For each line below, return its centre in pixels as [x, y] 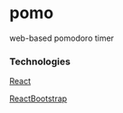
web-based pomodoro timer [62, 38]
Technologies [40, 61]
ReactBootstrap [38, 99]
